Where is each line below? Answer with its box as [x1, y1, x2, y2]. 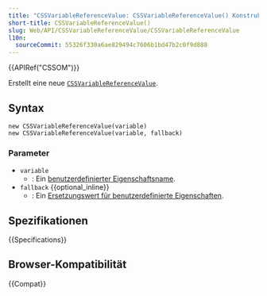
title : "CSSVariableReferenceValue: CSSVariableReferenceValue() [8, 11, 229, 20]
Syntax [8, 101, 44, 115]
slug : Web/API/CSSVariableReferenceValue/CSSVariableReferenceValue [8, 26, 240, 34]
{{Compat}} [8, 279, 46, 288]
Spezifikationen [8, 213, 89, 227]
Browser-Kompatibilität [8, 258, 127, 271]
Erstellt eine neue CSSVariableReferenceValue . [8, 79, 158, 88]
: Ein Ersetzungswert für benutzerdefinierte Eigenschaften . [31, 191, 224, 201]
